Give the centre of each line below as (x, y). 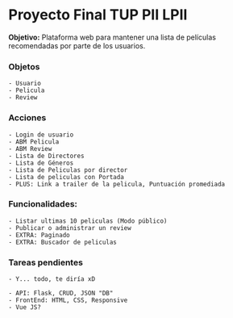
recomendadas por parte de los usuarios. (77, 45)
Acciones (27, 118)
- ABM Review (30, 149)
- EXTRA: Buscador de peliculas (62, 242)
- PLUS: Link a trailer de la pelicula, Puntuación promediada (117, 184)
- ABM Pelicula (34, 142)
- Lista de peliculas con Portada (67, 177)
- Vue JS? (25, 308)
